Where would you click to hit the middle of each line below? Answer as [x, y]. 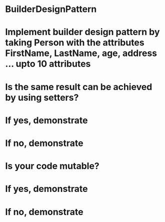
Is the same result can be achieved [79, 87]
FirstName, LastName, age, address [81, 53]
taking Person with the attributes [75, 43]
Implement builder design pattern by [82, 32]
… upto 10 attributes [48, 64]
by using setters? [42, 97]
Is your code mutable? [52, 166]
